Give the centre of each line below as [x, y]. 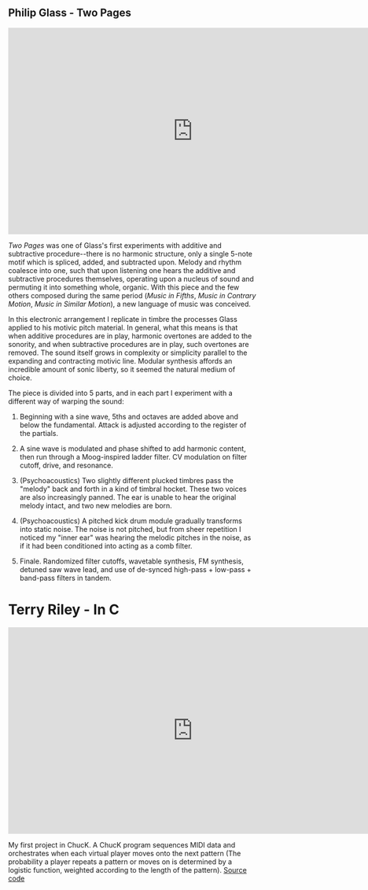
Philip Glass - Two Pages [70, 13]
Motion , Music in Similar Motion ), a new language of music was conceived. [130, 304]
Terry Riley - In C [64, 610]
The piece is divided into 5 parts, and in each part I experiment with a [120, 393]
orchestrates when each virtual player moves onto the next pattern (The [125, 853]
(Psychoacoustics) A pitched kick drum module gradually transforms [131, 521]
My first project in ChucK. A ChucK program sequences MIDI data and [122, 844]
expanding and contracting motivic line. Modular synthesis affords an [120, 360]
